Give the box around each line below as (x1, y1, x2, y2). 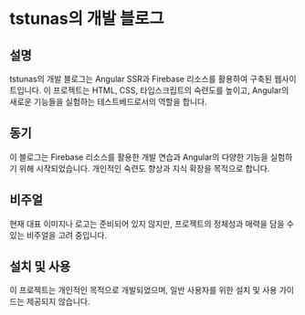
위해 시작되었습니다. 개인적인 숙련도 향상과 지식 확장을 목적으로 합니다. (18, 163, 270, 173)
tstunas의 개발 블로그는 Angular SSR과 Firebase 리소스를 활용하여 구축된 (9, 74, 272, 84)
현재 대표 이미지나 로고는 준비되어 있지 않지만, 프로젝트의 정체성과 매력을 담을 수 (9, 218, 295, 229)
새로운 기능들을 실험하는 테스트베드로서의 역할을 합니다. (9, 97, 207, 107)
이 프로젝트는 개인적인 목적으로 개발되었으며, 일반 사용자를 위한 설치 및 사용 (9, 285, 278, 296)
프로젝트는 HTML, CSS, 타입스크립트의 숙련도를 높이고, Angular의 (53, 85, 289, 96)
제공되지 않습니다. (26, 296, 90, 307)
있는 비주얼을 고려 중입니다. (9, 229, 108, 240)
